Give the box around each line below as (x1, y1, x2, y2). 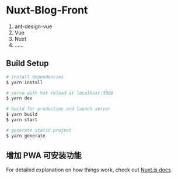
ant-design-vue (14, 23, 53, 30)
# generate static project (6, 127, 72, 133)
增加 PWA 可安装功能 (6, 150, 82, 161)
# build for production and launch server (6, 106, 111, 112)
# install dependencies (6, 74, 64, 80)
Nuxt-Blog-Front (6, 4, 88, 17)
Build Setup (6, 58, 49, 68)
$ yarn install (6, 80, 43, 85)
